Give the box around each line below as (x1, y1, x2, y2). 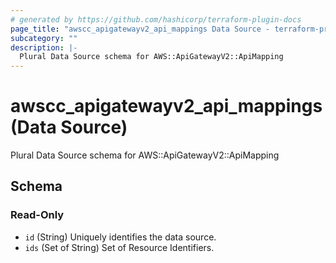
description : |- (10, 42, 78, 53)
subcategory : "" (10, 33, 78, 43)
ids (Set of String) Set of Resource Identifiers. (24, 241, 215, 253)
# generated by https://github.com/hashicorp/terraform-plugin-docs (10, 14, 302, 25)
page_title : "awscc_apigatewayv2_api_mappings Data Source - (10, 24, 271, 34)
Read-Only (10, 208, 65, 222)
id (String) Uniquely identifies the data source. (24, 231, 217, 243)
